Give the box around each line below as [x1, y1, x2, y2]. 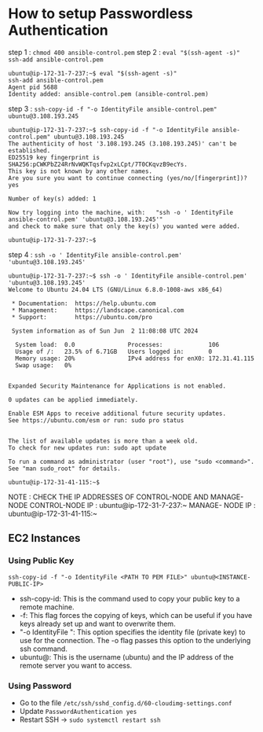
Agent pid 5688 [8, 83, 58, 91]
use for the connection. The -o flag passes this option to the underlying [19, 635, 251, 645]
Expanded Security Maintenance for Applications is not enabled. [8, 382, 226, 390]
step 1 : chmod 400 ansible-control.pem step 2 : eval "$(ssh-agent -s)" [8, 47, 241, 57]
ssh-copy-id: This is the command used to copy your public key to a [19, 594, 240, 603]
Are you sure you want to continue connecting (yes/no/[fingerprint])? [8, 174, 247, 182]
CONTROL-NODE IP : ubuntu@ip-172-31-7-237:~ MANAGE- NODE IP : [29, 500, 256, 509]
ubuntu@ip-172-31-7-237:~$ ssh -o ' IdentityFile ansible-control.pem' [8, 272, 247, 280]
